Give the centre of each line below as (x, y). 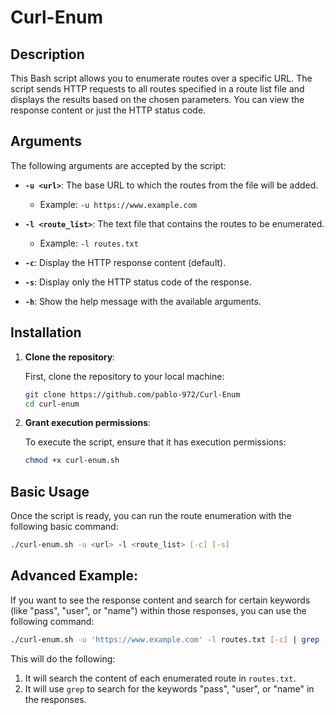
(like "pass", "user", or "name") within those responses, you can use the (158, 610)
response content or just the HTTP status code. (108, 110)
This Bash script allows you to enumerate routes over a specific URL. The (161, 78)
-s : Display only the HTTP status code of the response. (138, 282)
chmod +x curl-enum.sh (72, 461)
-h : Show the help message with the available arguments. (143, 301)
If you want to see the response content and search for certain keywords (160, 600)
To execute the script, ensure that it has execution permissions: (155, 442)
